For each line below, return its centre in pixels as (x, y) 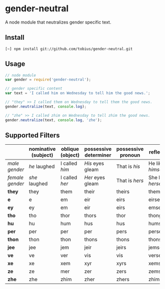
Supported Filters (32, 135)
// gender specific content (34, 89)
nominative (42, 149)
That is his (128, 166)
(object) (70, 155)
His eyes (94, 163)
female (15, 178)
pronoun (130, 155)
